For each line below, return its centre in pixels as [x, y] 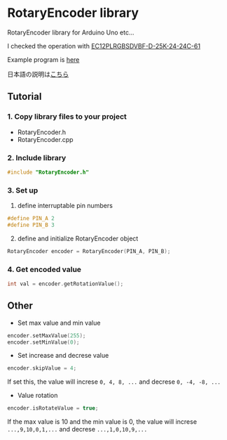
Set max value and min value [59, 323]
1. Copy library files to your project [67, 117]
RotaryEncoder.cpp [45, 139]
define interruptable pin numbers [65, 206]
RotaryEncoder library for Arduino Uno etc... [71, 32]
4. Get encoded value [44, 269]
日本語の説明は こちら [38, 74]
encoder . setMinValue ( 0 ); [43, 342]
